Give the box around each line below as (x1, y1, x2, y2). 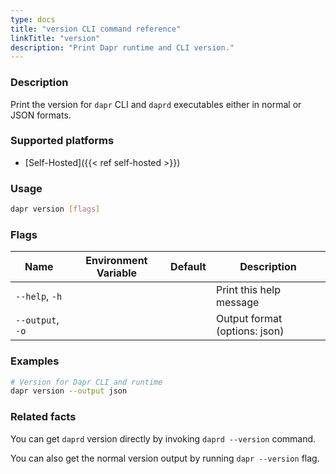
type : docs (10, 14, 56, 25)
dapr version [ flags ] (10, 204, 101, 215)
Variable (96, 266, 138, 280)
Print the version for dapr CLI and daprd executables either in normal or (10, 98, 302, 110)
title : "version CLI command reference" (10, 24, 182, 34)
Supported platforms (10, 134, 115, 148)
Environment (85, 254, 148, 268)
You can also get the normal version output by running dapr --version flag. (10, 452, 320, 464)
